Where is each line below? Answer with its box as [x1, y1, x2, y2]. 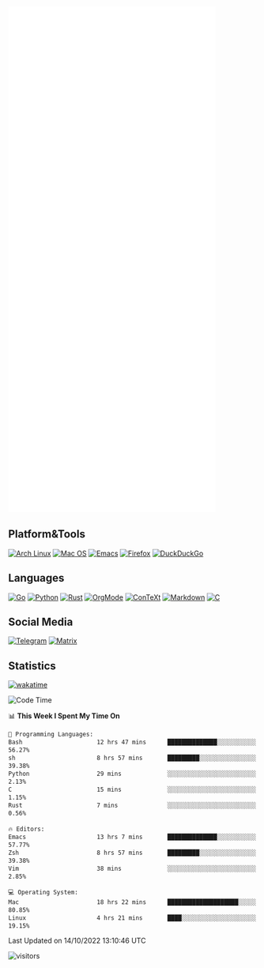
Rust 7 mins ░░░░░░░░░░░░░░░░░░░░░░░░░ [8, 801, 257, 810]
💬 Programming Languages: [8, 730, 93, 739]
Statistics [8, 659, 57, 672]
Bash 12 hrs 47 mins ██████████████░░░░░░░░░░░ [8, 738, 257, 747]
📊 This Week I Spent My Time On [8, 711, 120, 721]
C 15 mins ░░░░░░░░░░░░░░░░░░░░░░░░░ [8, 785, 257, 794]
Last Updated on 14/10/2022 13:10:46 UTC [8, 936, 146, 946]
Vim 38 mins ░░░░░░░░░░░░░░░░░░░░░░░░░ [8, 864, 257, 873]
